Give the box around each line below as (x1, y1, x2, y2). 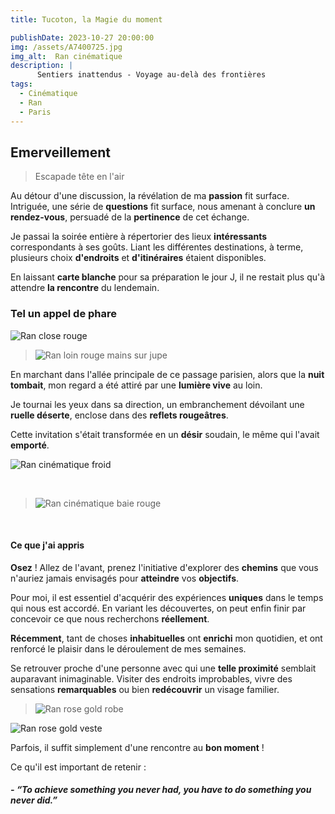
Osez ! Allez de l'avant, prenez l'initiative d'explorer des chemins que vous (10, 561, 319, 573)
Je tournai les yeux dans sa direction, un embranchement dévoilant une (10, 398, 305, 410)
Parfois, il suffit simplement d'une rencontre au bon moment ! (10, 741, 265, 753)
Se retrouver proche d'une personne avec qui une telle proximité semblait (10, 662, 317, 674)
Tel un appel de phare (10, 307, 118, 321)
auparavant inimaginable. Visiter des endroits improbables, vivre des (10, 672, 293, 685)
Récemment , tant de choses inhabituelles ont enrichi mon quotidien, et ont (10, 632, 323, 644)
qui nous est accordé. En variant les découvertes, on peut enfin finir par (10, 602, 307, 614)
